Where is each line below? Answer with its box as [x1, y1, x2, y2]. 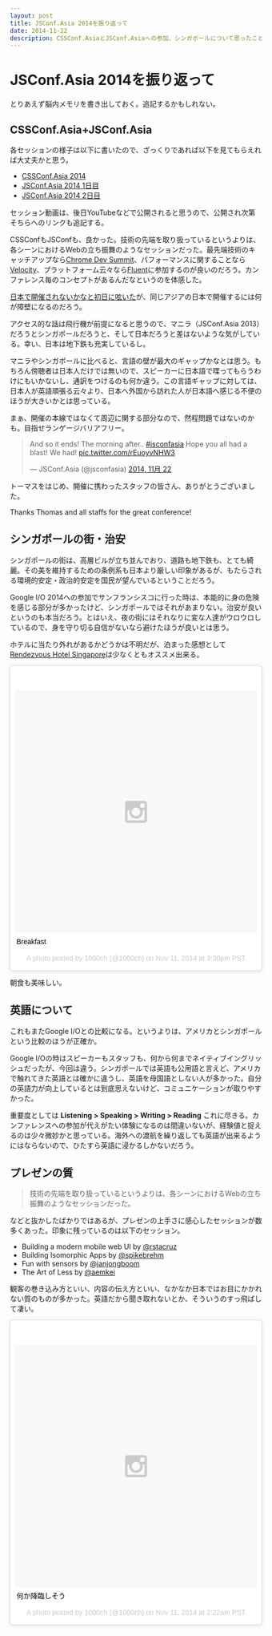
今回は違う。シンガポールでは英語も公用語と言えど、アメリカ [58, 1063, 262, 1072]
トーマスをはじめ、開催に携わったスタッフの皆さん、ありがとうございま [10, 482, 248, 491]
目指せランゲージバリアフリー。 [23, 423, 129, 433]
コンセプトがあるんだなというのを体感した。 [58, 275, 206, 285]
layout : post [10, 11, 54, 20]
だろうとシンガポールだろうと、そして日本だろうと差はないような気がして [10, 329, 254, 338]
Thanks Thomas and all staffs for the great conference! [10, 507, 192, 517]
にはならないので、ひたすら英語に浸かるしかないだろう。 [10, 1140, 198, 1150]
